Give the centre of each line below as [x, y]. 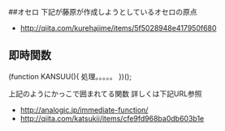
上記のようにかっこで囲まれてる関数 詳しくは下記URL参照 [105, 93]
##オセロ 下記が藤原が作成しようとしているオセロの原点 [103, 12]
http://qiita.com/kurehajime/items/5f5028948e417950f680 [118, 28]
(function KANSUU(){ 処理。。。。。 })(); [70, 76]
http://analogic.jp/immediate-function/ [84, 110]
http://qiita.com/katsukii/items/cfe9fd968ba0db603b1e [112, 118]
